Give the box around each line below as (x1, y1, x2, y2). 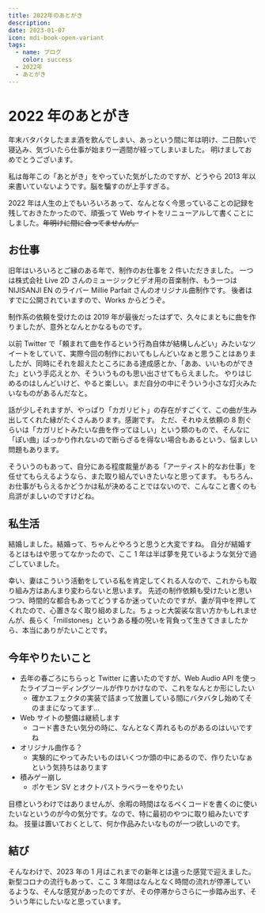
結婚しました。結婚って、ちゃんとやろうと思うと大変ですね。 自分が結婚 (8, 539, 245, 549)
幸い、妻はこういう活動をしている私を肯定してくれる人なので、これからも (8, 576, 251, 586)
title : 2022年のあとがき (8, 11, 83, 20)
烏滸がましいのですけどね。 (8, 492, 99, 501)
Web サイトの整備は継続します (19, 713, 120, 722)
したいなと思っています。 (42, 896, 125, 906)
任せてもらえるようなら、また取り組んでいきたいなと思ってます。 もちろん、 (8, 472, 258, 481)
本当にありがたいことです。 (21, 626, 112, 635)
